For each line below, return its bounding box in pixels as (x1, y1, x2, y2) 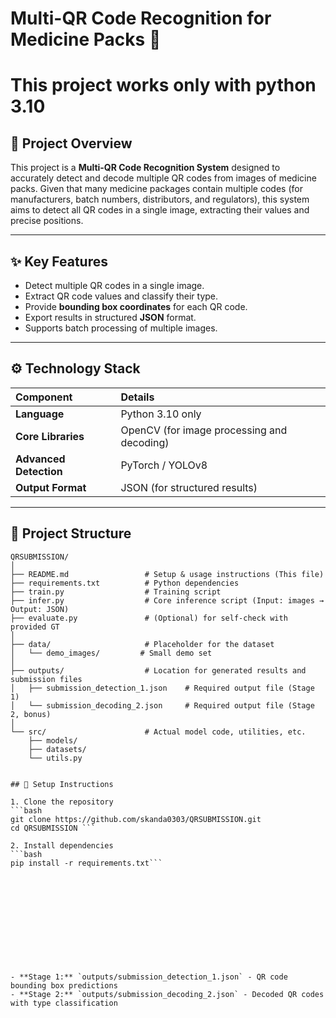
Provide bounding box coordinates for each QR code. (24, 301, 248, 312)
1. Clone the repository (10, 797, 114, 807)
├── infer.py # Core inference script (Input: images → (10, 595, 325, 606)
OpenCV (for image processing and (120, 423, 288, 437)
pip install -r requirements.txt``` (10, 858, 163, 868)
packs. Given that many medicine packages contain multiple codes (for (10, 183, 303, 195)
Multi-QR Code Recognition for (10, 7, 272, 30)
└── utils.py (28, 753, 83, 763)
